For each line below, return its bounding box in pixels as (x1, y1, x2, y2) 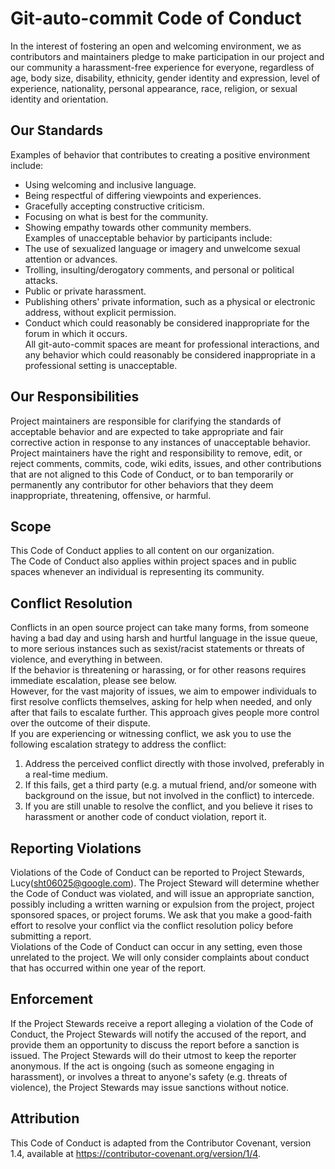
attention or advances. (24, 253, 118, 265)
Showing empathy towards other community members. (24, 221, 252, 233)
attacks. (24, 274, 58, 286)
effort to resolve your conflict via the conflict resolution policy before (10, 920, 294, 931)
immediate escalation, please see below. (10, 675, 177, 687)
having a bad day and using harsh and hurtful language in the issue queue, (10, 632, 318, 644)
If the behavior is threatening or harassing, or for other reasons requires (10, 664, 307, 676)
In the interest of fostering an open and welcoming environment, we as (10, 40, 302, 52)
